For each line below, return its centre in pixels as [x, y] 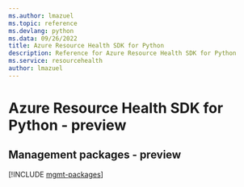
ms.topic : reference [43, 23]
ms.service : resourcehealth [56, 61]
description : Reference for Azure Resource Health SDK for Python [122, 53]
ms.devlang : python [41, 31]
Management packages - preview [95, 155]
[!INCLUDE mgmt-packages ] [56, 174]
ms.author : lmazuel [41, 16]
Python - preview [67, 125]
